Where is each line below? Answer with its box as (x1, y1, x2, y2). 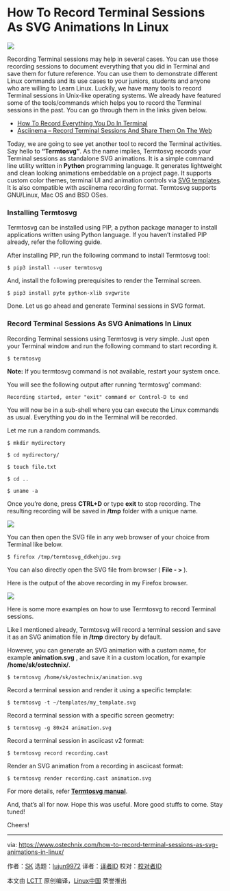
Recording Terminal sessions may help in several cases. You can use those (7, 55, 219, 63)
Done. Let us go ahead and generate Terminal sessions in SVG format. (7, 302, 205, 310)
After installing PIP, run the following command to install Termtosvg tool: (7, 252, 210, 260)
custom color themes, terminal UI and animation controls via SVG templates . (7, 176, 222, 184)
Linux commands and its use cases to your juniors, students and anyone (7, 77, 211, 85)
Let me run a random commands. (7, 426, 101, 435)
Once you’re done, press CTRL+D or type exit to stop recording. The (7, 499, 201, 508)
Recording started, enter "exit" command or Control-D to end (7, 393, 188, 400)
